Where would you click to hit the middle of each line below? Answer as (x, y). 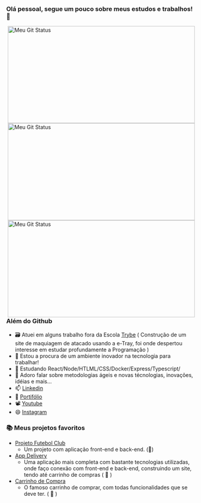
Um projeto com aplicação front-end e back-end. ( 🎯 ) (89, 449)
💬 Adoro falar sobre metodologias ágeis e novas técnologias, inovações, (104, 375)
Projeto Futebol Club (40, 443)
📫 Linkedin (29, 388)
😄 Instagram (31, 412)
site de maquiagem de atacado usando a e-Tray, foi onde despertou (98, 343)
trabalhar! (27, 362)
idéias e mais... (33, 381)
